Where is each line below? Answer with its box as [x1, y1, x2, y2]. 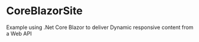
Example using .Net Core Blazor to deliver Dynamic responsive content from [6, 24, 194, 31]
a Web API [6, 30, 32, 37]
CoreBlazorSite [6, 4, 83, 18]
